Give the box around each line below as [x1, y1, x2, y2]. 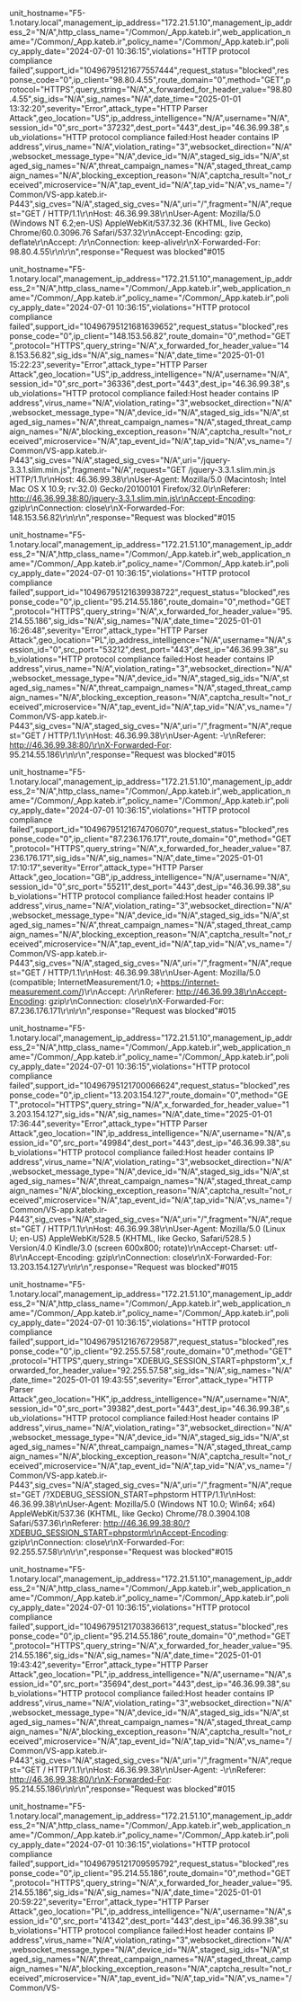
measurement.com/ [9, 986, 83, 997]
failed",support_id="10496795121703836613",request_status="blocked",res [9, 1622, 289, 1632]
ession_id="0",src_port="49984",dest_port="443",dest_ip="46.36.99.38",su [9, 1137, 290, 1148]
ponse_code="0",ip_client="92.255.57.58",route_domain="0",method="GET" [9, 1346, 292, 1356]
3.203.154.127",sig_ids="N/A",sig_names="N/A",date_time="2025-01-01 [9, 1109, 272, 1119]
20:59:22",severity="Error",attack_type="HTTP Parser [9, 1897, 209, 1907]
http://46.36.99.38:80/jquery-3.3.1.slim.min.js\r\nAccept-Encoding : [9, 494, 256, 503]
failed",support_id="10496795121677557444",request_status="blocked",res [9, 65, 289, 76]
